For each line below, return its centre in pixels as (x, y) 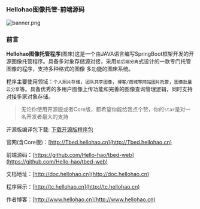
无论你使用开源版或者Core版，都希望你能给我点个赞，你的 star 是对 (103, 109)
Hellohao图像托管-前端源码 (46, 9)
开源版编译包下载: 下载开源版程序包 (50, 129)
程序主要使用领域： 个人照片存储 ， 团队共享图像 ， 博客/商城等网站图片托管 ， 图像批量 (99, 81)
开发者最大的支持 (47, 116)
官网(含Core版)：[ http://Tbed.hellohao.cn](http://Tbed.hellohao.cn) (89, 142)
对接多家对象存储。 (30, 96)
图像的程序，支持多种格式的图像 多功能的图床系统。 (70, 69)
